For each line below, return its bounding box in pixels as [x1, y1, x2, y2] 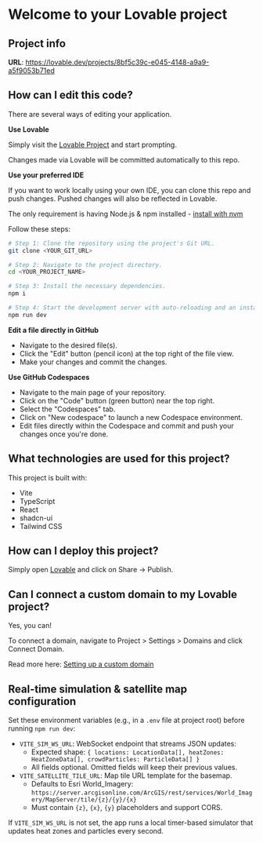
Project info [8, 37, 67, 50]
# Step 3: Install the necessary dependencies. [8, 283, 167, 290]
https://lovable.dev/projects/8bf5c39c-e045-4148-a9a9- [25, 57, 210, 67]
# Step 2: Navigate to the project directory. [8, 261, 163, 268]
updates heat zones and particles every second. [8, 827, 164, 836]
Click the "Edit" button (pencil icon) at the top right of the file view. [19, 349, 234, 358]
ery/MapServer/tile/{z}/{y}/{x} [31, 796, 137, 804]
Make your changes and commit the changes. [19, 357, 168, 367]
